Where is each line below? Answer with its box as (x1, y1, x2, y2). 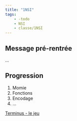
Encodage (12, 95, 34, 101)
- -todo (14, 16, 30, 21)
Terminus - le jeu (5, 110, 39, 116)
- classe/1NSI (14, 26, 43, 31)
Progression (5, 71, 43, 80)
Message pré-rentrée (5, 44, 73, 53)
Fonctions (12, 90, 33, 96)
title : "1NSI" (5, 7, 35, 12)
